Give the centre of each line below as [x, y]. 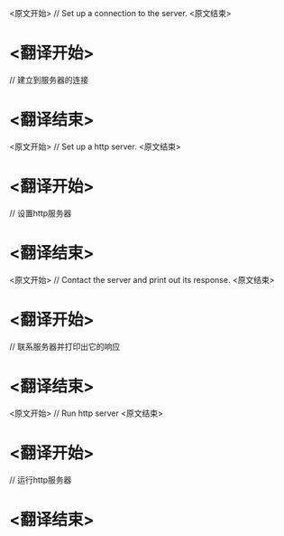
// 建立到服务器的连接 [49, 80]
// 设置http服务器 [41, 213]
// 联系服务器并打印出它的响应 [65, 346]
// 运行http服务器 [41, 480]
